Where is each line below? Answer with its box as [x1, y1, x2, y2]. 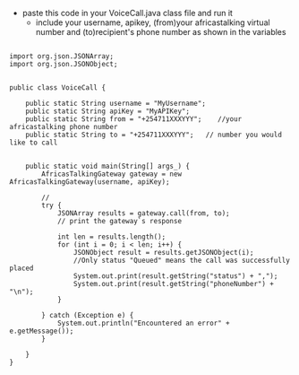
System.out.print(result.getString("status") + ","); [73, 272, 278, 281]
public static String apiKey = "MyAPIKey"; [25, 107, 191, 116]
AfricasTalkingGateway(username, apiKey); [9, 178, 170, 187]
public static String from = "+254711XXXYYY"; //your [25, 115, 243, 124]
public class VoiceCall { [9, 83, 106, 92]
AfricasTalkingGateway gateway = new [41, 170, 182, 179]
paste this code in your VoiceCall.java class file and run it [21, 8, 233, 18]
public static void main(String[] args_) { [25, 161, 191, 170]
